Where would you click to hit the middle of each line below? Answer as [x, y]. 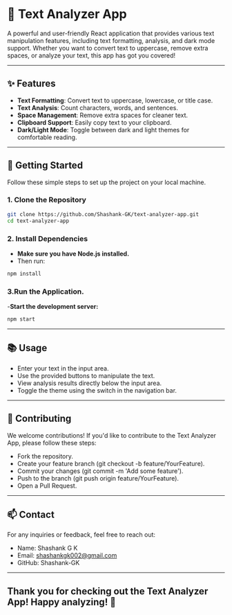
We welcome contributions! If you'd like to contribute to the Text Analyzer [112, 435]
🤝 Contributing [39, 419]
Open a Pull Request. [47, 485]
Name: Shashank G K [47, 548]
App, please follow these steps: [52, 443]
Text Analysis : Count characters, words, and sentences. [97, 107]
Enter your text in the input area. [63, 368]
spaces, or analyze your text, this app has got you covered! [91, 55]
